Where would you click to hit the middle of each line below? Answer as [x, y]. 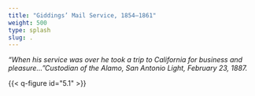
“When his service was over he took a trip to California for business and [125, 60]
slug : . [21, 37]
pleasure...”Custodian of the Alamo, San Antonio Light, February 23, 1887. [128, 68]
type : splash [30, 30]
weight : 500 [28, 23]
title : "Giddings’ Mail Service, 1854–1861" [82, 15]
